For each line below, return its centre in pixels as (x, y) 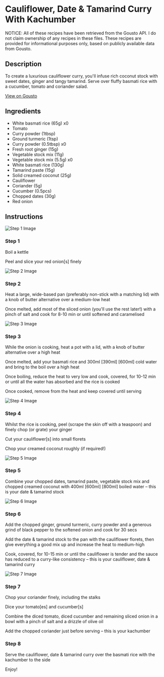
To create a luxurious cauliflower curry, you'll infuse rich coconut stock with (82, 76)
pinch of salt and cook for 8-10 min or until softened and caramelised (75, 314)
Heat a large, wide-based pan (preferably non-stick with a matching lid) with (82, 294)
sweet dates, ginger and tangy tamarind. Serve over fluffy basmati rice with (81, 81)
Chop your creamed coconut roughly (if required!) (56, 448)
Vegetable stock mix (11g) (38, 154)
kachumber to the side (28, 660)
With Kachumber (40, 19)
